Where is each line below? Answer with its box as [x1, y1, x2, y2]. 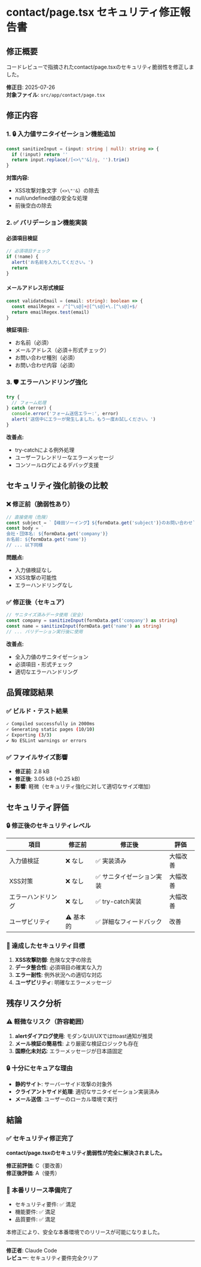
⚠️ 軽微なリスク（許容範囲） [6, 1018, 88, 1026]
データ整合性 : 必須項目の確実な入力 [14, 964, 102, 971]
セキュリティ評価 [6, 802, 69, 812]
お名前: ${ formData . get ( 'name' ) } [6, 536, 87, 542]
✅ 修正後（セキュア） [6, 598, 68, 606]
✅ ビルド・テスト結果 [6, 706, 68, 715]
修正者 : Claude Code [6, 1247, 57, 1254]
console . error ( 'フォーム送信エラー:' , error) [11, 411, 119, 417]
